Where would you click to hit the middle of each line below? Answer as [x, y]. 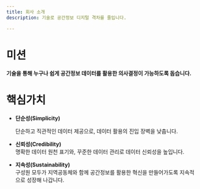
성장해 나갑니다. [45, 180]
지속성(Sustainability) [42, 165]
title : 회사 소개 [26, 12]
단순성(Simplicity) [38, 118]
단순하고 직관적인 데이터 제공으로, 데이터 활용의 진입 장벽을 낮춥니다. [96, 131]
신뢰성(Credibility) [38, 144]
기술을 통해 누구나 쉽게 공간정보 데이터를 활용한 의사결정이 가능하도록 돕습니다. [99, 73]
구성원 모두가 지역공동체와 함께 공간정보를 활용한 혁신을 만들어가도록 [97, 173]
